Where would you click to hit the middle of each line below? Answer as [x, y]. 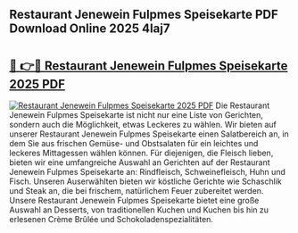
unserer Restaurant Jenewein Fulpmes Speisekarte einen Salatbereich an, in [149, 134]
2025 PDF [37, 84]
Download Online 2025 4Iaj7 [90, 29]
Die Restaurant [243, 105]
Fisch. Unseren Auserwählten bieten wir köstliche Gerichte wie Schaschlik [146, 181]
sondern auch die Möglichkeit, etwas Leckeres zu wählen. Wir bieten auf [143, 125]
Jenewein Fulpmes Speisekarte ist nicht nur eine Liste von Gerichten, [136, 115]
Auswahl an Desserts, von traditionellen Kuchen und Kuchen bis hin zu [139, 210]
